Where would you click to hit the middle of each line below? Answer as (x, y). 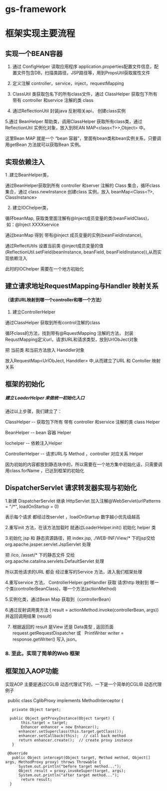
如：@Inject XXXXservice (33, 224)
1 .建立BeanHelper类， (28, 175)
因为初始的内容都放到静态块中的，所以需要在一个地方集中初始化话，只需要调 (84, 464)
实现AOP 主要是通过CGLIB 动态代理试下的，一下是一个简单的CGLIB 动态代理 (83, 684)
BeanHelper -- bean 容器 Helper (38, 432)
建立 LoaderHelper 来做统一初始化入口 (45, 398)
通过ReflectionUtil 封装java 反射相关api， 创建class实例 (69, 111)
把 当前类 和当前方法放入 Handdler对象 (45, 350)
